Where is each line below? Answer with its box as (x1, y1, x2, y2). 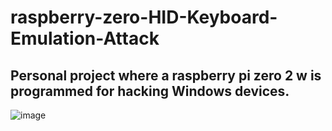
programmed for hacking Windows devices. (10, 82, 290, 100)
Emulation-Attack (10, 27, 160, 50)
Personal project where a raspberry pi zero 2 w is (10, 67, 322, 84)
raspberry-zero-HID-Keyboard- (10, 6, 278, 29)
